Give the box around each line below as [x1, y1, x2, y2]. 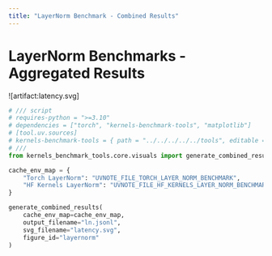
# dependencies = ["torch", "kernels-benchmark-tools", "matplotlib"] [8, 122, 252, 130]
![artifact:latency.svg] [8, 91, 79, 100]
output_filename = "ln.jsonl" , [23, 218, 121, 227]
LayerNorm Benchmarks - [8, 46, 186, 65]
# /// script [8, 106, 53, 114]
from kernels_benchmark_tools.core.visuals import [8, 151, 183, 160]
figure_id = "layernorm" [23, 233, 100, 241]
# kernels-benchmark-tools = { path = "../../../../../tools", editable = [8, 137, 266, 145]
